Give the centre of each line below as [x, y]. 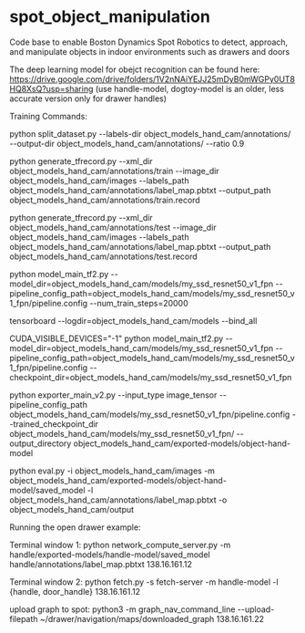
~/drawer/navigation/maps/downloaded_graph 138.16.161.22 [152, 618]
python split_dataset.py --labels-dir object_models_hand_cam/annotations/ [150, 133]
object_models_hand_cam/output [72, 509]
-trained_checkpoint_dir [54, 424]
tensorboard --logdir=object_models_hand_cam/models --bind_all [133, 320]
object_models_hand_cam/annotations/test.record [103, 256]
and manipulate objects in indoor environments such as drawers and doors [150, 51]
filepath [24, 618]
